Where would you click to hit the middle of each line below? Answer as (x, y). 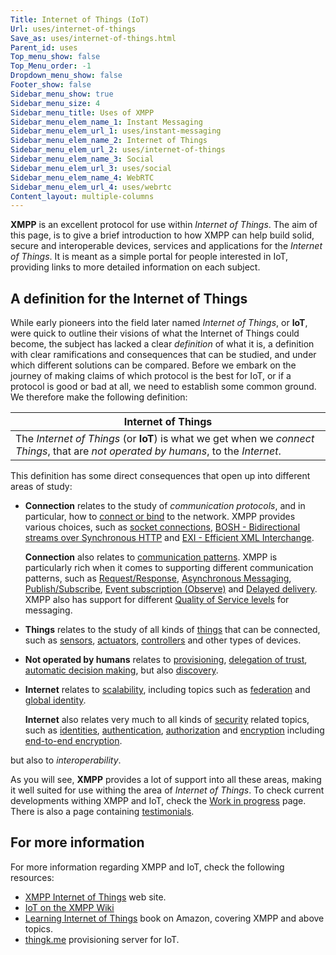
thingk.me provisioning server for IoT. (102, 939)
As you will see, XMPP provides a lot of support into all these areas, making (166, 780)
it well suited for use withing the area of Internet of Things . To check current (167, 790)
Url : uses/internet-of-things (73, 29)
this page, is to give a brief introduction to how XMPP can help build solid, (162, 235)
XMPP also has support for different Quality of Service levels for (157, 600)
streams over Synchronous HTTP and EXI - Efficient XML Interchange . (169, 538)
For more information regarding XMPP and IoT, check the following (147, 867)
